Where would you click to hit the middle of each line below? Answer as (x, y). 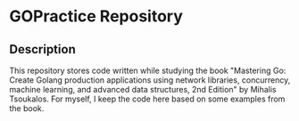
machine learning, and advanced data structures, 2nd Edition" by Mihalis (143, 89)
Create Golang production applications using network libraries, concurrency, (150, 80)
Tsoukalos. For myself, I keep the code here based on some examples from (147, 99)
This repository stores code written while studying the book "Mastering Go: (148, 70)
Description (42, 49)
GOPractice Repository (96, 16)
